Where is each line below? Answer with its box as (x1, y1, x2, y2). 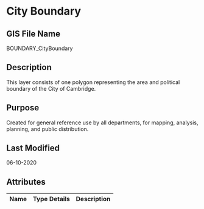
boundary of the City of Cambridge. (6, 85, 96, 92)
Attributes (6, 177, 46, 187)
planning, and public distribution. (6, 125, 89, 132)
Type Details (32, 195, 70, 204)
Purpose (6, 102, 40, 113)
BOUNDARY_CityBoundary (6, 44, 73, 52)
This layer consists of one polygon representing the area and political (6, 78, 180, 86)
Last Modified (6, 143, 60, 154)
